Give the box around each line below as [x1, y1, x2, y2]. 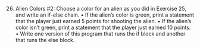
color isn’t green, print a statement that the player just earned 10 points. [15, 24, 191, 31]
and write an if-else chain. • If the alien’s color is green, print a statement [15, 11, 195, 18]
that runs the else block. [15, 37, 75, 43]
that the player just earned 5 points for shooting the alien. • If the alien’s [15, 18, 192, 24]
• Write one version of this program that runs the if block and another [15, 30, 186, 37]
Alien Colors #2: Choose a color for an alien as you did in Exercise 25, [15, 5, 187, 12]
